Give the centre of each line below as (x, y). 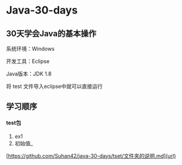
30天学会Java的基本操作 (51, 33)
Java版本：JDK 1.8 (29, 74)
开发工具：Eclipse (28, 61)
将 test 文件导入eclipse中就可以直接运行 (54, 86)
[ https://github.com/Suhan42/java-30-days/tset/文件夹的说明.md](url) (91, 156)
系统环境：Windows (30, 49)
